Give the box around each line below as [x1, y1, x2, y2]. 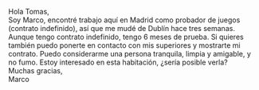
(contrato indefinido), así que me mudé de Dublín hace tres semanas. [8, 24, 235, 33]
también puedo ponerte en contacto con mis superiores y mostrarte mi [8, 41, 241, 50]
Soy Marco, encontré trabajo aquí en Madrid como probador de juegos [8, 15, 241, 25]
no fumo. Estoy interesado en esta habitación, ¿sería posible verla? [8, 57, 229, 67]
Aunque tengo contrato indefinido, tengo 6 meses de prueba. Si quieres [8, 32, 245, 41]
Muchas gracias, [8, 66, 63, 75]
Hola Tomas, [8, 7, 49, 16]
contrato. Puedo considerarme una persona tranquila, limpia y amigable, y [8, 49, 251, 58]
